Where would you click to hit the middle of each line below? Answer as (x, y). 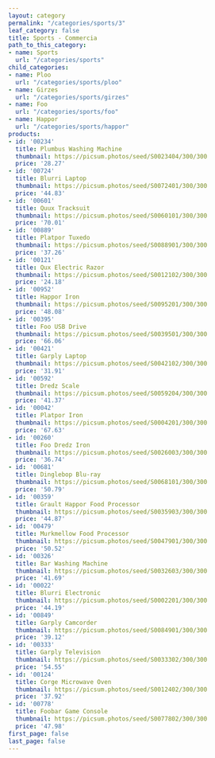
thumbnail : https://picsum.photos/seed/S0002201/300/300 (111, 600)
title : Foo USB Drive (51, 326)
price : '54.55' (40, 667)
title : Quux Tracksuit (53, 208)
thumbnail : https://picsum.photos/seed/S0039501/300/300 (111, 334)
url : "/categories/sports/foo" (67, 112)
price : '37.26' (40, 252)
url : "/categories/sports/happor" (72, 127)
